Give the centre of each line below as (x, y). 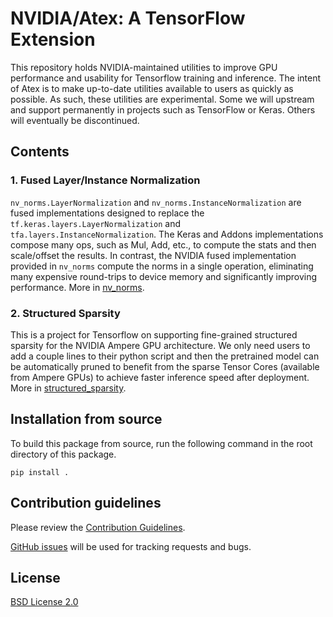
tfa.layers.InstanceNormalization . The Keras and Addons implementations (167, 234)
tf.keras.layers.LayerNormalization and (96, 223)
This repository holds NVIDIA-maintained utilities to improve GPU (144, 67)
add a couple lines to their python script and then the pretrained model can (165, 356)
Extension (53, 39)
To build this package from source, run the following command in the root (161, 443)
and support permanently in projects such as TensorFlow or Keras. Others (163, 109)
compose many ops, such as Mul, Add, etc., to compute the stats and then (163, 244)
